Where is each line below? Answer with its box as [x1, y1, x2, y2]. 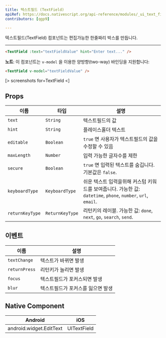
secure [7, 165, 23, 171]
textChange [7, 257, 33, 263]
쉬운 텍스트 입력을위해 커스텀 [83, 178, 147, 185]
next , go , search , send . [83, 213, 133, 220]
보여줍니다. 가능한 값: [93, 186, 140, 192]
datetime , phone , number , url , [83, 192, 148, 199]
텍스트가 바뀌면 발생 [40, 257, 84, 264]
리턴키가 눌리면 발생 [40, 266, 84, 273]
